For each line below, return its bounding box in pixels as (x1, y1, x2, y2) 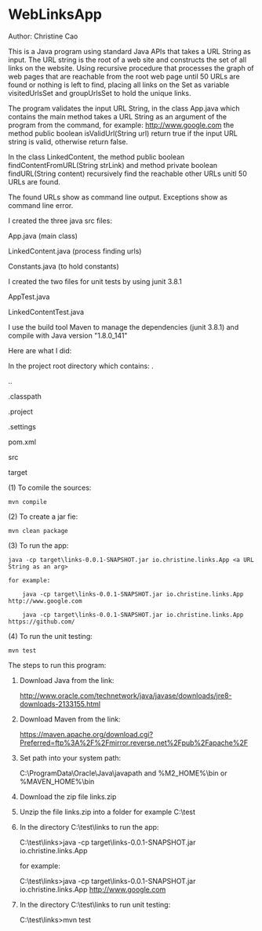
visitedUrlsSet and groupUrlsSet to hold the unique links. (8, 88, 191, 97)
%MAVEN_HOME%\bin (19, 776, 95, 786)
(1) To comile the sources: (8, 483, 92, 492)
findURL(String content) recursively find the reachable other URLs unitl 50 (8, 169, 247, 178)
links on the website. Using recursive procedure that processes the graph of (8, 63, 254, 72)
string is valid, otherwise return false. (8, 137, 128, 146)
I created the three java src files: (8, 216, 112, 225)
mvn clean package (8, 527, 68, 535)
